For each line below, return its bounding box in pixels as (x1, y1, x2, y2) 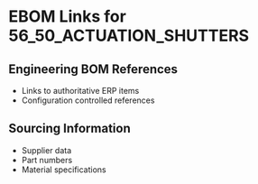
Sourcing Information (8, 121, 132, 136)
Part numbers (21, 154, 73, 165)
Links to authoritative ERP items (21, 86, 140, 96)
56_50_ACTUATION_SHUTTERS (8, 25, 250, 46)
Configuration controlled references (21, 95, 155, 106)
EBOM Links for (8, 6, 127, 27)
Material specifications (21, 164, 107, 175)
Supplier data (21, 144, 72, 155)
